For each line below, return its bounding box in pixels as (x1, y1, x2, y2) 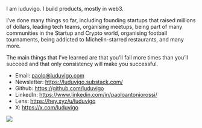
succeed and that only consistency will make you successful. (6, 60, 159, 67)
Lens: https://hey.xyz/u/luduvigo (14, 97, 96, 105)
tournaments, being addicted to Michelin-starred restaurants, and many (6, 36, 184, 43)
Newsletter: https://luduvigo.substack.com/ (14, 78, 123, 85)
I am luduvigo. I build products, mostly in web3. (6, 5, 124, 12)
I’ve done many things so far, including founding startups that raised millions (6, 17, 196, 23)
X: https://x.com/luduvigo (14, 104, 78, 111)
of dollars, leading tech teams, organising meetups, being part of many (6, 23, 183, 30)
